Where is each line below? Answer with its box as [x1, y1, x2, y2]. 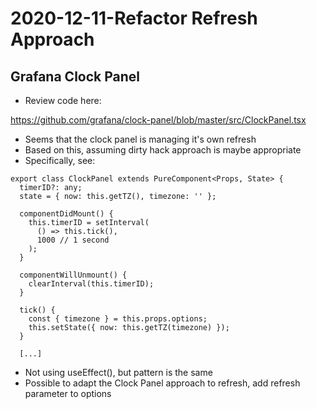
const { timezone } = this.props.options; [28, 314, 208, 324]
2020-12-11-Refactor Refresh [10, 7, 258, 30]
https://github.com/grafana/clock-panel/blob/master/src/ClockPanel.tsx [10, 114, 307, 126]
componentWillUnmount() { [19, 270, 128, 280]
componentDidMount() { [19, 209, 114, 219]
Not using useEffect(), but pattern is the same [24, 367, 213, 378]
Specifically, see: [24, 155, 96, 166]
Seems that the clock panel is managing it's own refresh [24, 133, 257, 145]
